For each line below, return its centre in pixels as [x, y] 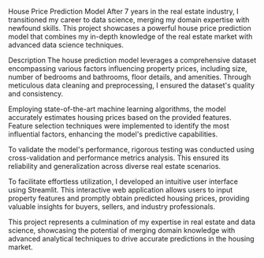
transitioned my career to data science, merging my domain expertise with [129, 20]
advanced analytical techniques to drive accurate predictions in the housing [131, 239]
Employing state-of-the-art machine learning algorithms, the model [117, 109]
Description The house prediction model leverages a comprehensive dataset [132, 60]
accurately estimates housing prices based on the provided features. [120, 117]
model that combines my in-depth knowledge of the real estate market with [130, 36]
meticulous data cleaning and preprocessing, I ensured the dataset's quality [131, 85]
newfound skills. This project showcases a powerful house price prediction [130, 28]
